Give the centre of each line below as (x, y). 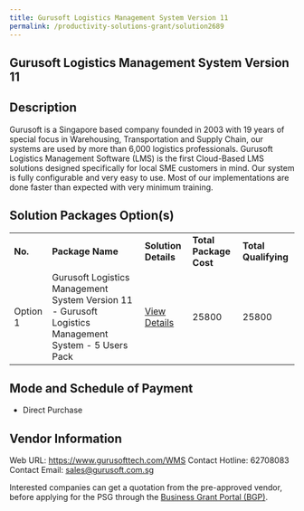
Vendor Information (66, 438)
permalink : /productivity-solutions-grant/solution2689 (117, 26)
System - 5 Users (90, 345)
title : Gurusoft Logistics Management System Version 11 (119, 18)
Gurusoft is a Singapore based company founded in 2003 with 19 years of (147, 129)
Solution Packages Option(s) (92, 216)
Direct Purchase (52, 410)
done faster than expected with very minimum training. (112, 187)
